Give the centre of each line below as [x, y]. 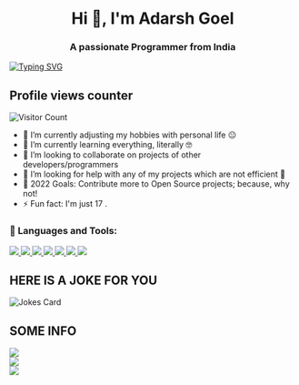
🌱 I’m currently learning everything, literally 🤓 [107, 145]
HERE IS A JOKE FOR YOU [83, 280]
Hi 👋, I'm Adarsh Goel [153, 19]
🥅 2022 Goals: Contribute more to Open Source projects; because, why [156, 184]
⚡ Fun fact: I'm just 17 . [65, 204]
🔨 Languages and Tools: [64, 231]
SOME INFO [43, 331]
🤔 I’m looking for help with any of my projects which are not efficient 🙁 [154, 174]
